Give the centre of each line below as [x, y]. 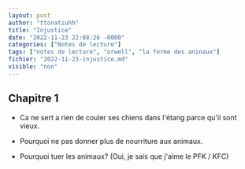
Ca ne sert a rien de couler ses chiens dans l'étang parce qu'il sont [128, 117]
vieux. [30, 126]
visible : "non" [33, 67]
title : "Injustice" [40, 30]
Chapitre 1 [33, 99]
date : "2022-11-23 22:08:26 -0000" [67, 37]
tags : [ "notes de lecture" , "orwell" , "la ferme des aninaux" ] [114, 52]
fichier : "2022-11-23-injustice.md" [68, 60]
